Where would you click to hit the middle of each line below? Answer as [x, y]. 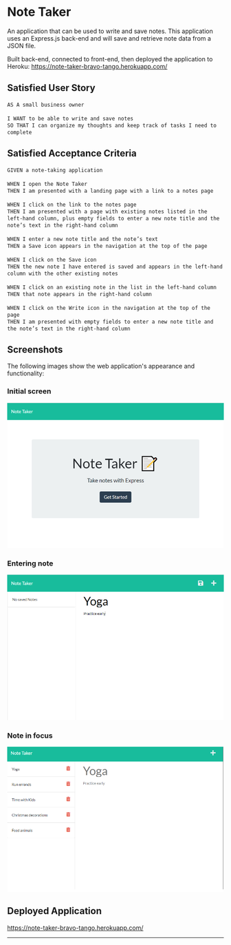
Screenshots [35, 350]
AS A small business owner [46, 105]
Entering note [30, 563]
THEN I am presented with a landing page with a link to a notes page [110, 191]
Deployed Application [54, 911]
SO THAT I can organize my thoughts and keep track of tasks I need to [112, 125]
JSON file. [22, 45]
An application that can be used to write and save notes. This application [110, 31]
